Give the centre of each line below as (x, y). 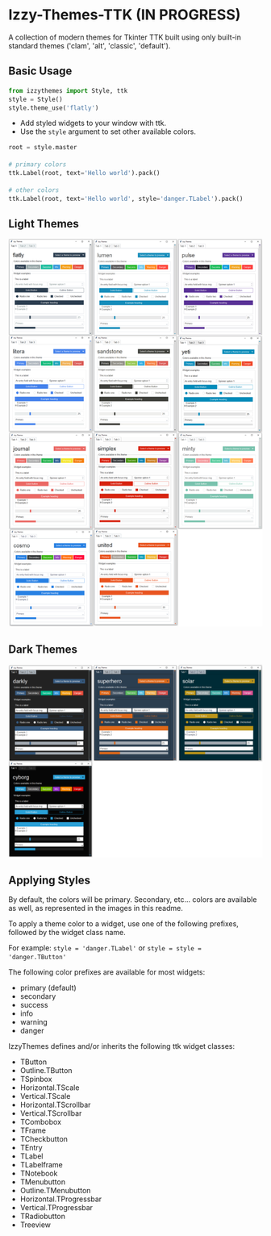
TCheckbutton (44, 1139)
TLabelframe (41, 1165)
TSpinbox (36, 1079)
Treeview (35, 1225)
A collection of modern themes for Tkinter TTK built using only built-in (125, 37)
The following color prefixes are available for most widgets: (107, 972)
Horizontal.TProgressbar (61, 1199)
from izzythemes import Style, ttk (68, 90)
